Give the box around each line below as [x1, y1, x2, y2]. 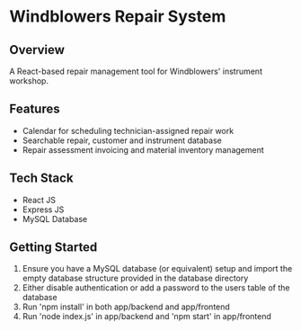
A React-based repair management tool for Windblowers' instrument [9, 66, 263, 76]
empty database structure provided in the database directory [22, 272, 249, 284]
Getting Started [9, 240, 98, 255]
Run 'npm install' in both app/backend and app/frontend [22, 301, 231, 312]
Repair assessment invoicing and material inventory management [22, 144, 265, 155]
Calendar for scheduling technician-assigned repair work [22, 125, 235, 136]
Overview [9, 42, 66, 58]
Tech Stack [9, 171, 74, 186]
